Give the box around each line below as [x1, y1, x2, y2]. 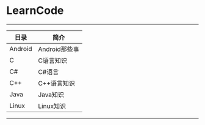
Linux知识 [38, 101, 66, 110]
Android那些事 [38, 45, 79, 53]
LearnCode [6, 4, 64, 18]
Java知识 [38, 90, 65, 99]
